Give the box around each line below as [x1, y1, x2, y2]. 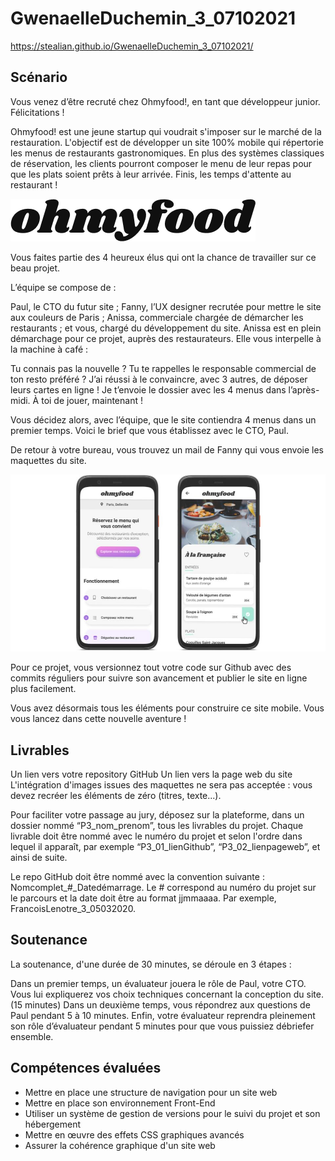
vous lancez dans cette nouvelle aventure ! [10, 713, 187, 725]
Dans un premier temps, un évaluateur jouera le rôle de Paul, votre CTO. [10, 977, 307, 989]
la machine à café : [10, 343, 89, 355]
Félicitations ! [10, 106, 65, 118]
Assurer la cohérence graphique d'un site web [24, 1139, 216, 1151]
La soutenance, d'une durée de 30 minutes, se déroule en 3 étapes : [10, 958, 292, 970]
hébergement [24, 1118, 82, 1130]
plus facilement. [10, 683, 77, 695]
